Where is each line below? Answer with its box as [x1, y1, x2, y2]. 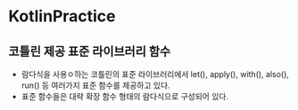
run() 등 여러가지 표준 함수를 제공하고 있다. [21, 80, 170, 90]
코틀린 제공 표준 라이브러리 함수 [8, 43, 171, 59]
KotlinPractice [8, 6, 117, 27]
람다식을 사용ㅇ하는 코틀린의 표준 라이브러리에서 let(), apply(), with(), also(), [21, 69, 289, 79]
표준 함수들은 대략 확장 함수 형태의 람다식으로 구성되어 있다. [21, 91, 229, 101]
